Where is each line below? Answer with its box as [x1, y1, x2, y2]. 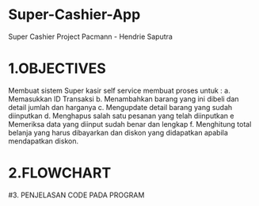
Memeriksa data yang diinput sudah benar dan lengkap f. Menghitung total [8, 119, 252, 128]
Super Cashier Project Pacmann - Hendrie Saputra [8, 32, 173, 41]
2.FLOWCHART [8, 164, 112, 182]
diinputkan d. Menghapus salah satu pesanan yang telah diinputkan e [8, 111, 234, 120]
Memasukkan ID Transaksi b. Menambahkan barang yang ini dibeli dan [8, 93, 239, 104]
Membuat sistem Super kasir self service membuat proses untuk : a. [8, 86, 231, 95]
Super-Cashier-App [8, 6, 141, 24]
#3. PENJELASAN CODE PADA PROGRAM [8, 190, 145, 200]
